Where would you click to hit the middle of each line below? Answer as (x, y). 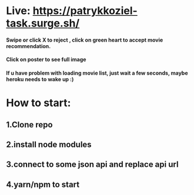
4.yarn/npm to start (43, 184)
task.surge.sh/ (43, 23)
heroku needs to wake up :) (40, 79)
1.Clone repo (29, 125)
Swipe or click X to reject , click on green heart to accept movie (85, 40)
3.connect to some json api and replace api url (92, 165)
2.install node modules (49, 144)
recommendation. (29, 46)
